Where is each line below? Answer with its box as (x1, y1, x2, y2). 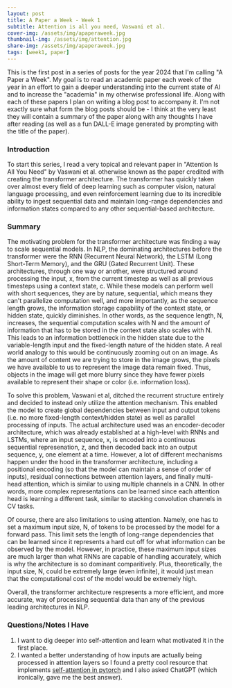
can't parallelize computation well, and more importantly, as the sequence (7, 297, 218, 305)
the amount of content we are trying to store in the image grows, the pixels (7, 356, 220, 364)
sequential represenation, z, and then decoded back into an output (7, 443, 197, 452)
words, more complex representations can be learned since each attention (7, 487, 220, 495)
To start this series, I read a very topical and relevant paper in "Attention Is (7, 161, 219, 169)
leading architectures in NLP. (7, 603, 90, 612)
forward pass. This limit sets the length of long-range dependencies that (7, 530, 214, 539)
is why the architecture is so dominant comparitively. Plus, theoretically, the (7, 560, 223, 568)
